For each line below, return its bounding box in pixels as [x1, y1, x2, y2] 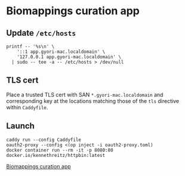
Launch [6, 121, 35, 131]
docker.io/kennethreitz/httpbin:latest [6, 152, 106, 158]
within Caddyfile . [6, 103, 48, 111]
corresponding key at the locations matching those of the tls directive [6, 97, 180, 105]
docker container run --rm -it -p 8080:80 [6, 147, 113, 153]
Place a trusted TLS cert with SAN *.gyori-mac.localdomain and [6, 91, 164, 98]
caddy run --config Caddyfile [6, 137, 82, 143]
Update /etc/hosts [6, 28, 76, 38]
